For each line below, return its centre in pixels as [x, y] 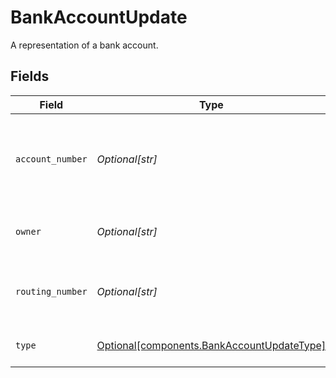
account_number [51, 159]
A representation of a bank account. [84, 45]
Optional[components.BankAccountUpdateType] [211, 345]
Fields [30, 76]
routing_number [51, 291]
